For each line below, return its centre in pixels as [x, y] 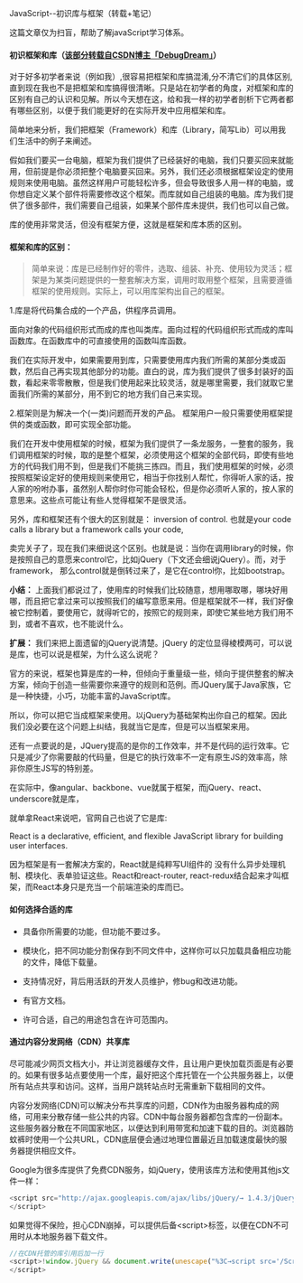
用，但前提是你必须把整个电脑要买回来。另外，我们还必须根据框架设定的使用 [151, 172]
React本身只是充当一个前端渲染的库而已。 [111, 887]
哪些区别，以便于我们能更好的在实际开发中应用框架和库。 [124, 110]
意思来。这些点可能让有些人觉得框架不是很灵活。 [100, 501]
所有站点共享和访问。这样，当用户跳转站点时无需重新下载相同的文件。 [140, 1086]
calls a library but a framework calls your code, [96, 529]
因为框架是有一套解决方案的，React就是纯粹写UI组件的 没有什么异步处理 [143, 865]
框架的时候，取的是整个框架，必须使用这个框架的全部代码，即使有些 [159, 455]
